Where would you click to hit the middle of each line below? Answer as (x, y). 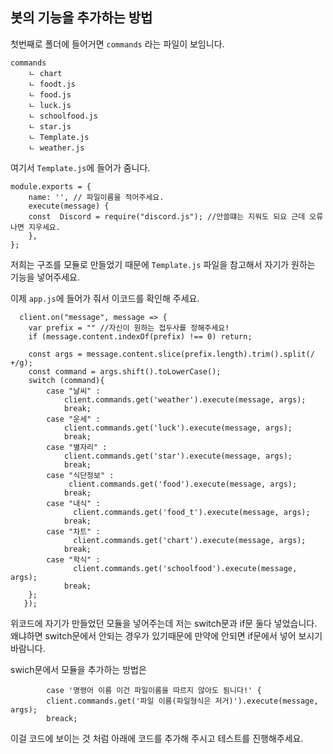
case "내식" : (73, 503)
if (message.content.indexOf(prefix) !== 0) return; (140, 336)
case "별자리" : (77, 447)
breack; (62, 718)
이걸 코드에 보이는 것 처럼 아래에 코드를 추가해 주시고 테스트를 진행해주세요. (157, 738)
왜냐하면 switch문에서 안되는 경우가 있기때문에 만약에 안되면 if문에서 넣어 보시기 (166, 635)
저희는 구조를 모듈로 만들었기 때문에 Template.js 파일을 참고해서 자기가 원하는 (163, 264)
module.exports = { (51, 186)
